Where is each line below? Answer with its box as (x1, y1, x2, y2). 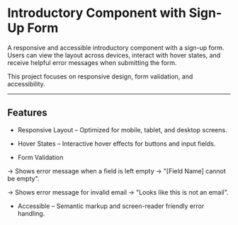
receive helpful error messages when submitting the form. (7, 58, 177, 67)
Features (7, 107, 47, 119)
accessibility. (7, 79, 46, 88)
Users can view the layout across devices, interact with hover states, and (7, 51, 221, 59)
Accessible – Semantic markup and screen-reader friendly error (17, 202, 205, 210)
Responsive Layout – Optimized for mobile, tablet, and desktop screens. (17, 125, 228, 134)
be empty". (7, 174, 40, 183)
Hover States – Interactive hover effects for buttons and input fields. (17, 139, 216, 148)
